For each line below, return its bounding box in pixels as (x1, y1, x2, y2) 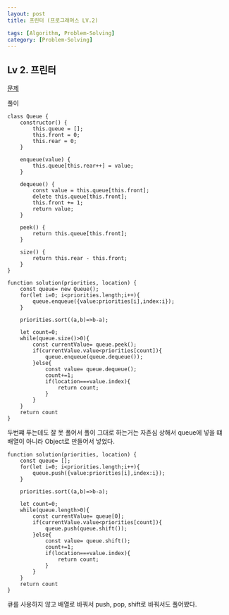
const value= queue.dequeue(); (44, 366, 137, 373)
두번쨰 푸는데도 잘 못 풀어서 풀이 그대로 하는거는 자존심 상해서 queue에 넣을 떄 (7, 428, 223, 437)
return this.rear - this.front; (32, 255, 128, 262)
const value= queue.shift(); (44, 538, 131, 545)
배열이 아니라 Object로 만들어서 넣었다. (7, 437, 115, 446)
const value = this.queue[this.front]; (32, 187, 150, 194)
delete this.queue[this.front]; (32, 193, 128, 201)
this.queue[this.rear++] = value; (32, 163, 134, 170)
